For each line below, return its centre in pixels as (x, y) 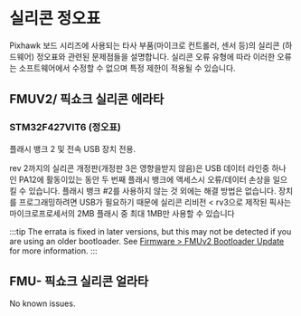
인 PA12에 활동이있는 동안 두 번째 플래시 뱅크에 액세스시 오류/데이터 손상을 (140, 179)
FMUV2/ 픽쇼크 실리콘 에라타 (87, 99)
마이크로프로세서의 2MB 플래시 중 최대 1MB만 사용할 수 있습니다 (122, 213)
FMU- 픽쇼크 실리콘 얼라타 (79, 282)
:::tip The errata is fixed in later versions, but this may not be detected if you (150, 231)
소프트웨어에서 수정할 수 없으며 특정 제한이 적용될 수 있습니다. (127, 68)
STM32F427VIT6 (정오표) (66, 128)
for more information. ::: (53, 251)
